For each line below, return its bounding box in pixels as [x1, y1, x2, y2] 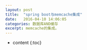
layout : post [5, 7, 33, 12]
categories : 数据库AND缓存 [5, 21, 58, 26]
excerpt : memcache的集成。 [5, 26, 59, 31]
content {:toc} [12, 39, 42, 45]
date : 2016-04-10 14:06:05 [5, 16, 67, 21]
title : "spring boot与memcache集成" [5, 12, 82, 17]
